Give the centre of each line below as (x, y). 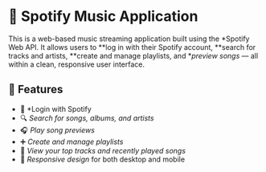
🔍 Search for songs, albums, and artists (87, 118)
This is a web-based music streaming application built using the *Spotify (129, 39)
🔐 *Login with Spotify (56, 109)
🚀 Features (36, 90)
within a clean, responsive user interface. (77, 64)
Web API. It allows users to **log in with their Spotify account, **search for (132, 47)
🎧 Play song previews (57, 130)
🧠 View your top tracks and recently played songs (103, 150)
